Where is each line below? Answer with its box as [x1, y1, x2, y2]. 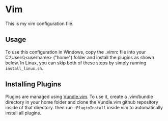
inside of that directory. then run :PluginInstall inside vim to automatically [5, 104, 163, 110]
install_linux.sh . [5, 65, 43, 71]
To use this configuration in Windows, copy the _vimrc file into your [5, 49, 146, 55]
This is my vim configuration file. [5, 20, 74, 27]
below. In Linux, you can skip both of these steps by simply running [5, 60, 147, 66]
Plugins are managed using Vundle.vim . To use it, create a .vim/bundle [5, 93, 153, 100]
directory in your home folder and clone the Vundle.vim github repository [5, 99, 159, 105]
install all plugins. [5, 110, 42, 116]
